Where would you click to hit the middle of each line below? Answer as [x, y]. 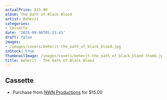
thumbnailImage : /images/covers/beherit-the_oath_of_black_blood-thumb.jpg [85, 56]
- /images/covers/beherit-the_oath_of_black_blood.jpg [63, 47]
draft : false [19, 38]
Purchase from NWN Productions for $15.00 [57, 93]
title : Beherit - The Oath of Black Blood [50, 60]
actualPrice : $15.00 [27, 10]
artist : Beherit [22, 19]
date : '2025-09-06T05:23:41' [35, 33]
